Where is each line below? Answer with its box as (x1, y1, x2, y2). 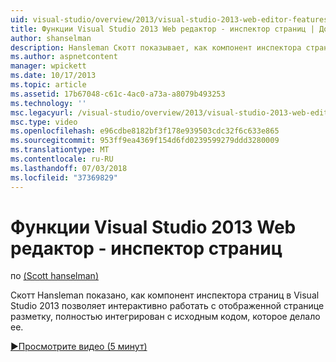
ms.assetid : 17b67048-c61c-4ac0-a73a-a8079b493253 (10, 89, 226, 99)
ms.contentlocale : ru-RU (10, 154, 114, 164)
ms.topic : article (10, 80, 87, 90)
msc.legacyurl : (10, 107, 74, 118)
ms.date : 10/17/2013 (10, 71, 97, 81)
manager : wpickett (10, 61, 87, 71)
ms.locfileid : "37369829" (10, 172, 118, 183)
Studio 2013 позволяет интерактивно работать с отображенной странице (10, 300, 325, 312)
